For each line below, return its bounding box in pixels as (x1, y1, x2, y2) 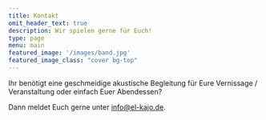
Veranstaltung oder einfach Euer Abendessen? (8, 86, 163, 96)
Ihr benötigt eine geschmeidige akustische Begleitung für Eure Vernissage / (8, 78, 258, 88)
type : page (8, 34, 45, 42)
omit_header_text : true (8, 19, 88, 27)
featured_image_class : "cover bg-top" (8, 57, 138, 65)
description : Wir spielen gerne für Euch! (8, 26, 152, 34)
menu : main (8, 42, 45, 50)
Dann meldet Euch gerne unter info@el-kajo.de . (8, 102, 166, 112)
